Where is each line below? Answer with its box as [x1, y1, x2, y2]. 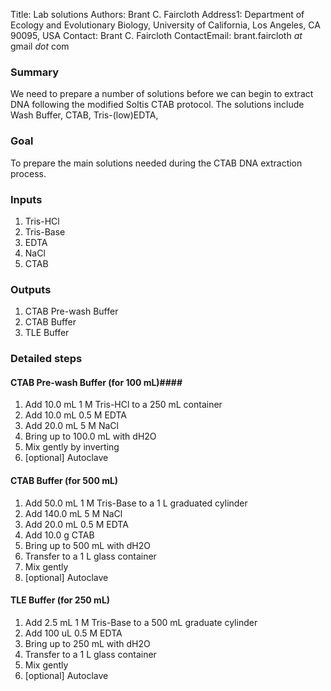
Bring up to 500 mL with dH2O [24, 539, 152, 551]
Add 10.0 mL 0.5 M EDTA [24, 409, 128, 421]
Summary [10, 65, 60, 79]
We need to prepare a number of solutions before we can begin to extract [10, 88, 314, 100]
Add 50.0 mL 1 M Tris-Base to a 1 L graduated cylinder [24, 497, 248, 509]
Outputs [10, 282, 52, 296]
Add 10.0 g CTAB [24, 529, 95, 541]
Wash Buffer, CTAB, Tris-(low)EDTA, [10, 109, 159, 121]
